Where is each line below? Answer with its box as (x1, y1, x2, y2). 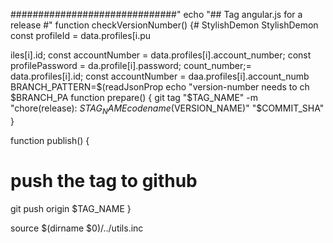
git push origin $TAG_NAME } (10, 202, 132, 214)
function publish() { (10, 134, 90, 146)
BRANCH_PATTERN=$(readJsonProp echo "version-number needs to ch (10, 81, 310, 93)
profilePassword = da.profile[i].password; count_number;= (10, 60, 252, 71)
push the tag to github (10, 169, 198, 192)
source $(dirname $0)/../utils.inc (10, 222, 144, 234)
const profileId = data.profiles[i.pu (10, 30, 152, 41)
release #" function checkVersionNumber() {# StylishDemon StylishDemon (10, 19, 319, 31)
